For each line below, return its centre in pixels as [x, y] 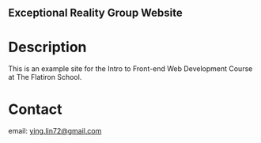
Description [47, 47]
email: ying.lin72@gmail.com [55, 131]
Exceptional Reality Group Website [96, 13]
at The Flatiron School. [45, 77]
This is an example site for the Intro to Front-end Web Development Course [130, 69]
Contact [35, 109]
